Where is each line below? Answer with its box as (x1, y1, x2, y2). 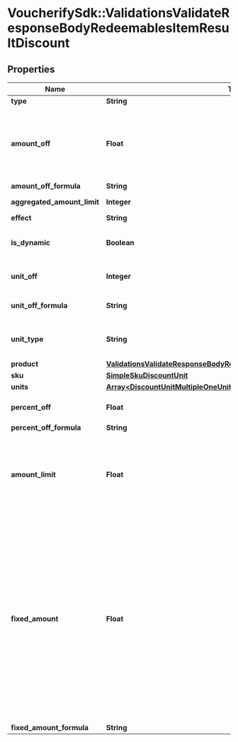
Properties (7, 63, 55, 75)
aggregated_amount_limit (11, 197, 99, 207)
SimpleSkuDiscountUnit (106, 370, 188, 380)
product (11, 359, 39, 369)
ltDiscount (7, 35, 70, 51)
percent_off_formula (11, 423, 81, 433)
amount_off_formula (11, 181, 81, 190)
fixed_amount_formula (11, 723, 89, 732)
